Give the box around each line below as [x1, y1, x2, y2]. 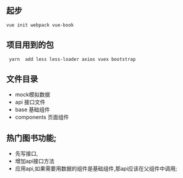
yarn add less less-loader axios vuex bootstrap [8, 56, 136, 62]
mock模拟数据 [14, 91, 51, 98]
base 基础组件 [14, 106, 50, 113]
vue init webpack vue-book [6, 22, 74, 28]
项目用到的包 [6, 40, 54, 50]
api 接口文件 [14, 99, 46, 106]
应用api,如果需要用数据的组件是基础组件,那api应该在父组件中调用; [14, 165, 178, 173]
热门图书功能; [6, 133, 57, 143]
